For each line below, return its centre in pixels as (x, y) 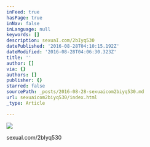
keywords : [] (23, 35)
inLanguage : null (29, 29)
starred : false (26, 86)
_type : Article (26, 103)
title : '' (19, 58)
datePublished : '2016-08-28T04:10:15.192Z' (63, 47)
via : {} (16, 69)
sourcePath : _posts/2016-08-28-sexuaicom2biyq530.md (75, 92)
